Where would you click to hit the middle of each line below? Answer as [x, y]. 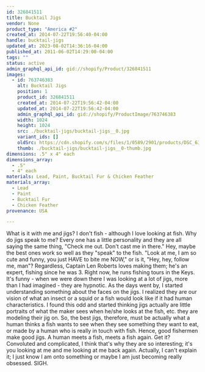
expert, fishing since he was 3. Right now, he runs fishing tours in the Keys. [101, 272]
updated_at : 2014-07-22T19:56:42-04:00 [68, 108]
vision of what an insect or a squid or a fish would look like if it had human [99, 298]
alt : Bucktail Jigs [42, 86]
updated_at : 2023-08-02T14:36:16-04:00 [57, 46]
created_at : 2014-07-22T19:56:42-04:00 [68, 103]
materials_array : [28, 183]
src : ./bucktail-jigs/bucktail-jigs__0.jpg [74, 131]
